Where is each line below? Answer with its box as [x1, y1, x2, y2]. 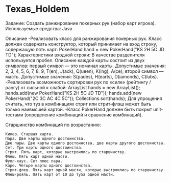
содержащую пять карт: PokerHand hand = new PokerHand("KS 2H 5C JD [5, 46, 165, 52]
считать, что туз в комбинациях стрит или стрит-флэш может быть [5, 100, 152, 107]
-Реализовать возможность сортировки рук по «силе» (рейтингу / [5, 79, 152, 85]
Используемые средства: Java [5, 25, 72, 31]
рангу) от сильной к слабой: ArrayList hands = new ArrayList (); [5, 84, 140, 90]
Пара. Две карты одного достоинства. [5, 136, 86, 141]
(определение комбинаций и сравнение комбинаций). [24, 111, 143, 118]
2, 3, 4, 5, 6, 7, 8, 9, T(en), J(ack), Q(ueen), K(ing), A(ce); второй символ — [5, 68, 164, 74]
